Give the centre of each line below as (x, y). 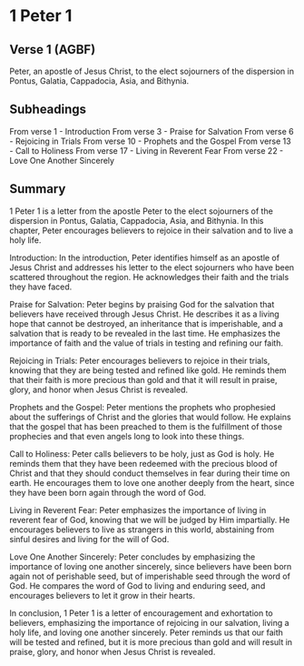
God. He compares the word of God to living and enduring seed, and (137, 585)
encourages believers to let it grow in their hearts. (102, 595)
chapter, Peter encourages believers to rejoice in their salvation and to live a (151, 230)
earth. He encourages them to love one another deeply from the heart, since (152, 482)
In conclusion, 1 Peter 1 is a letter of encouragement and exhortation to (142, 613)
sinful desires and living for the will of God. (89, 539)
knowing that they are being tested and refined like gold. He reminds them (148, 370)
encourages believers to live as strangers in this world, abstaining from (142, 530)
